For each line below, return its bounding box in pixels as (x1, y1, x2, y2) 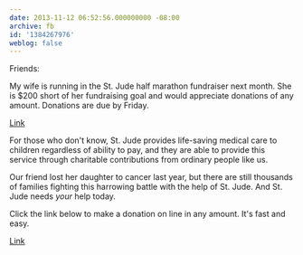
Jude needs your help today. (9, 191, 116, 202)
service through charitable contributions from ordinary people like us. (9, 155, 269, 165)
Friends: (9, 63, 41, 74)
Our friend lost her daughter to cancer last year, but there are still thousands (9, 172, 294, 183)
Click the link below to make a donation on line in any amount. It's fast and (9, 209, 286, 220)
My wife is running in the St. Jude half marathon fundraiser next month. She (9, 80, 292, 91)
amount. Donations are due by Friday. (9, 100, 149, 111)
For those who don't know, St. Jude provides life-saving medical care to (9, 135, 278, 146)
